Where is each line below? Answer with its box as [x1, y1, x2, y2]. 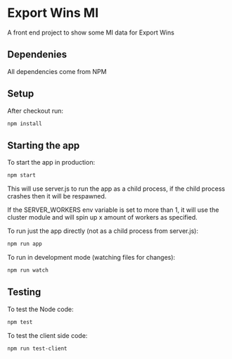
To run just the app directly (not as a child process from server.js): [7, 227, 199, 235]
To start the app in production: [7, 158, 96, 167]
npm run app [7, 241, 42, 248]
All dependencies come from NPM [7, 67, 107, 75]
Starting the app [7, 139, 80, 151]
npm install [7, 120, 42, 127]
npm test [7, 318, 33, 325]
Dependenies [7, 49, 67, 61]
